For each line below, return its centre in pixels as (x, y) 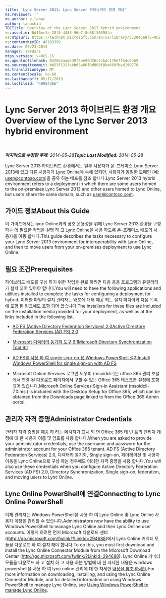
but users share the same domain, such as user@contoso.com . (70, 194)
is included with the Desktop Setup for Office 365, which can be (95, 392)
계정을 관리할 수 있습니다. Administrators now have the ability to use (82, 521)
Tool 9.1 (20, 347)
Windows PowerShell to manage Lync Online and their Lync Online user (78, 526)
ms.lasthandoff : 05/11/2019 (34, 79)
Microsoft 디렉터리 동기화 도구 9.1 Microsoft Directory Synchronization (82, 342)
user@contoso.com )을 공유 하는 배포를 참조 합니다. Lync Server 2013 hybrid (81, 178)
